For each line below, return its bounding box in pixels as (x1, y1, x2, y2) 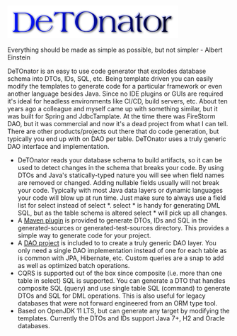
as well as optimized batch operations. (17, 262, 130, 269)
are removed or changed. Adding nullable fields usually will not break (17, 179, 219, 186)
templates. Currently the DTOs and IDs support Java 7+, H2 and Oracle (17, 314, 225, 323)
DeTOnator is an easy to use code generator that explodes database (7, 67, 207, 75)
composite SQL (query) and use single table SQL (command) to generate (17, 284, 231, 292)
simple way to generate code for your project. (17, 231, 151, 240)
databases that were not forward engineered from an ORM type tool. (17, 299, 218, 307)
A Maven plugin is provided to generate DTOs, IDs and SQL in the (17, 216, 209, 225)
